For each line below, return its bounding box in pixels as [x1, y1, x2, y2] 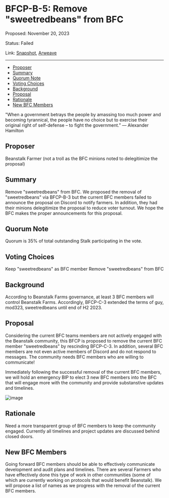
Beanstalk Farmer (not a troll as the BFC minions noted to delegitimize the [5, 155, 158, 161]
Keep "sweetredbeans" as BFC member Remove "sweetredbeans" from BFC [5, 266, 164, 272]
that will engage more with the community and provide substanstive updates [5, 379, 164, 385]
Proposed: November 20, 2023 [5, 30, 69, 36]
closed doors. [5, 433, 34, 439]
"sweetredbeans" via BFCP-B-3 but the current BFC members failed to [5, 194, 152, 200]
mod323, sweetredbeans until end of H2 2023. [5, 305, 102, 310]
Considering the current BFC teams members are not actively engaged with [5, 333, 162, 339]
